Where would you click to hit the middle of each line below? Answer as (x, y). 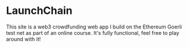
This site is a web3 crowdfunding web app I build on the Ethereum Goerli (94, 27)
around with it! (23, 39)
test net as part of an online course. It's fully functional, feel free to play (93, 32)
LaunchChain (39, 11)
